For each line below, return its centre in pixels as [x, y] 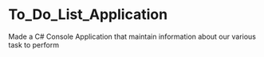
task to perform [34, 44]
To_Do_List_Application [88, 15]
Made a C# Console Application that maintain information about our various [132, 36]
